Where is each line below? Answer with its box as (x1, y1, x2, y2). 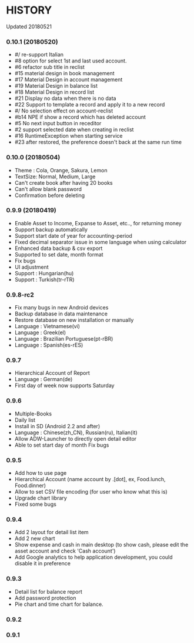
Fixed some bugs (14, 501, 57, 508)
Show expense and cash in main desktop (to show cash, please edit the (14, 541, 189, 548)
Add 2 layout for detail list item (14, 529, 89, 536)
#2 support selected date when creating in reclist (14, 126, 134, 133)
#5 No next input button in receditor (14, 120, 102, 127)
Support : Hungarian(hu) (14, 269, 74, 276)
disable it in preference (14, 560, 71, 567)
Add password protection (14, 594, 76, 601)
